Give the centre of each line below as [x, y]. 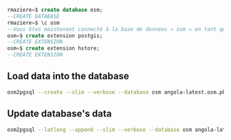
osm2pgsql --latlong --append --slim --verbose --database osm [100, 130]
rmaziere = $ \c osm [33, 23]
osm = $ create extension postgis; [55, 36]
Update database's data [59, 114]
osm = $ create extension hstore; [53, 48]
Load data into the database [68, 76]
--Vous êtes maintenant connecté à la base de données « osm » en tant [112, 29]
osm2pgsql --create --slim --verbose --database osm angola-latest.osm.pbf [118, 92]
